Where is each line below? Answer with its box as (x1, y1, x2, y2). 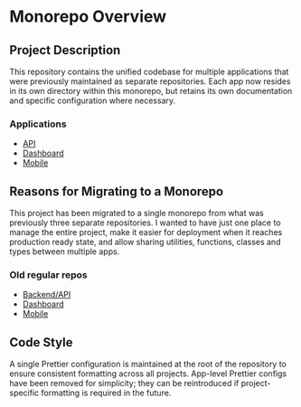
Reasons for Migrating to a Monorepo (9, 184, 224, 199)
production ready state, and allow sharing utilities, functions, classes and (9, 237, 281, 248)
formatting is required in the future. (41, 387, 172, 399)
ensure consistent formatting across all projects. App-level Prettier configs (9, 368, 287, 379)
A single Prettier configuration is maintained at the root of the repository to (9, 359, 287, 370)
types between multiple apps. (9, 246, 120, 257)
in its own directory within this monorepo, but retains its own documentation (9, 86, 293, 96)
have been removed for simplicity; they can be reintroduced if (9, 378, 240, 389)
